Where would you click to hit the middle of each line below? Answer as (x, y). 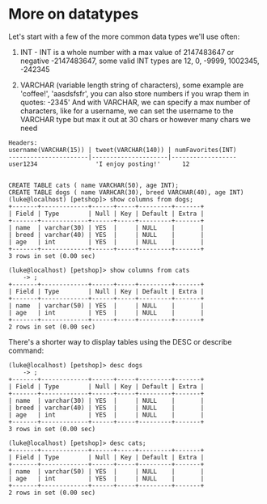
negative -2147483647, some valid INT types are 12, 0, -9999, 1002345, (140, 61)
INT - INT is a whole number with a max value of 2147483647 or (127, 52)
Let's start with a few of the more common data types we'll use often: (124, 36)
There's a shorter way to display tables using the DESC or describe (120, 341)
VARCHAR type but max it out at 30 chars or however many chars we (135, 119)
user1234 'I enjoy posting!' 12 (99, 164)
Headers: (23, 142)
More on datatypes (74, 14)
